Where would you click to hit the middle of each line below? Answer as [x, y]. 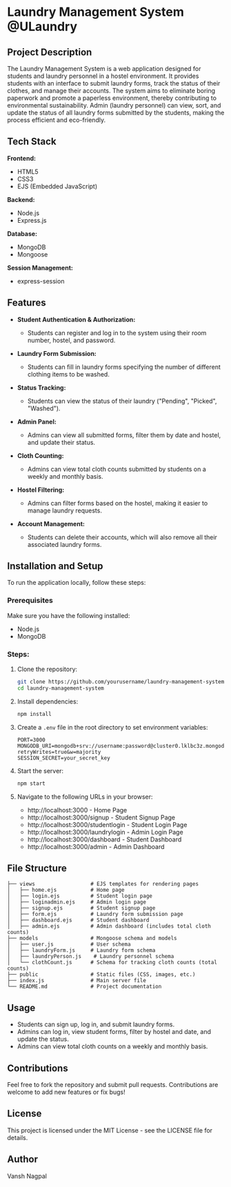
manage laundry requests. [64, 510]
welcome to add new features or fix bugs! [66, 1092]
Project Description [50, 52]
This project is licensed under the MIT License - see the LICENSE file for [110, 1130]
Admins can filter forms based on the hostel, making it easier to [118, 503]
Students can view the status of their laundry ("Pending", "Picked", [122, 401]
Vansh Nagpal [27, 1176]
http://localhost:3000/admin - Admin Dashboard [96, 846]
